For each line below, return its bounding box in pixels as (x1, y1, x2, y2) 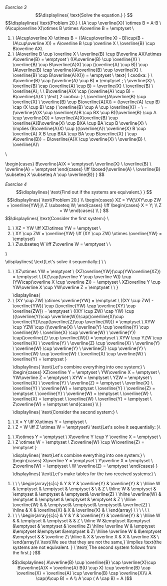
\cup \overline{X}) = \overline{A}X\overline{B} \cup (12, 115, 118, 121)
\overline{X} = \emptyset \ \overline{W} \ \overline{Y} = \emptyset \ (12, 396, 152, 402)
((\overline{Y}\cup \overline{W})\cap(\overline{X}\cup (12, 313, 124, 319)
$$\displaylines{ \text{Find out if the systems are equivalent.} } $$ (15, 189, 152, 195)
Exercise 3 (5, 5, 27, 10)
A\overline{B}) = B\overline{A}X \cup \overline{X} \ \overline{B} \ (12, 136, 146, 142)
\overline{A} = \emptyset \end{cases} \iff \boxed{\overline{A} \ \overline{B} (5, 166, 161, 172)
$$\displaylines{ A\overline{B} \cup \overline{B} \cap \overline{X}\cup (11, 559, 156, 565)
